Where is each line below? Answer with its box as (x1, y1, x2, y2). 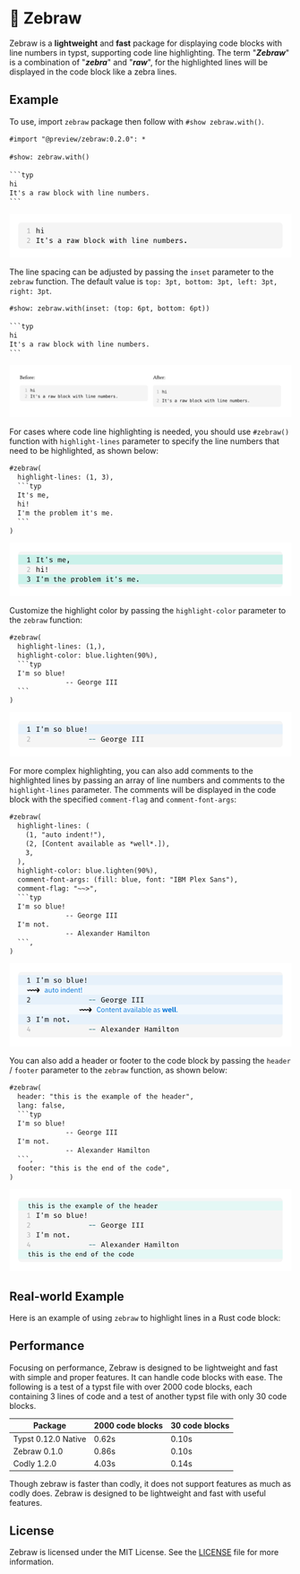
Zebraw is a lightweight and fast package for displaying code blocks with (9, 38, 282, 48)
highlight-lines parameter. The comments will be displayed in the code (9, 784, 277, 795)
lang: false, (17, 1100, 66, 1110)
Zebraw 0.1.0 (13, 1446, 64, 1457)
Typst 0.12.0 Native (13, 1433, 87, 1444)
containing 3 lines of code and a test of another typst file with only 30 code (9, 1390, 287, 1402)
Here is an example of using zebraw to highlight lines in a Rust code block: (9, 1312, 281, 1323)
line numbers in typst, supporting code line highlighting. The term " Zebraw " (9, 47, 290, 57)
